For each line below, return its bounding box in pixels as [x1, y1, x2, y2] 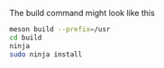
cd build [9, 33, 42, 42]
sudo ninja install [9, 49, 83, 59]
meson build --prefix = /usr [9, 25, 111, 34]
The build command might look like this [9, 8, 155, 18]
